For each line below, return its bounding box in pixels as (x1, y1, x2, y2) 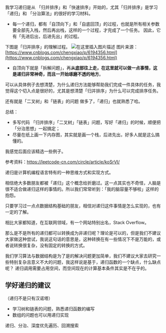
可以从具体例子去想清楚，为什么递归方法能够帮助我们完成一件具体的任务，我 (5, 82, 161, 88)
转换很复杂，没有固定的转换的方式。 (13, 242, 87, 248)
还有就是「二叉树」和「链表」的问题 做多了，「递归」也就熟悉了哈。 (5, 98, 143, 104)
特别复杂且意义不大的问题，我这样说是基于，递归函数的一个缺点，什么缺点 (9, 259, 161, 265)
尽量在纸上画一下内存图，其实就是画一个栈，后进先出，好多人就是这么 (12, 132, 156, 138)
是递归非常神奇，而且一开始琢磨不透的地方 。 (12, 71, 104, 77)
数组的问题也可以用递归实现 (12, 312, 69, 318)
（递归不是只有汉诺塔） (5, 295, 53, 301)
